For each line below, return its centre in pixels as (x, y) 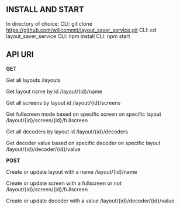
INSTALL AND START (45, 10)
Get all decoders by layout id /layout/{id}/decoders (67, 132)
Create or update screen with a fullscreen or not (64, 183)
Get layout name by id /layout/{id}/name (54, 91)
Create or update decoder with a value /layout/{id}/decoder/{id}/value (90, 201)
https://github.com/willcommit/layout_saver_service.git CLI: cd (81, 30)
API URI (20, 55)
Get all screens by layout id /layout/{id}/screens (63, 102)
